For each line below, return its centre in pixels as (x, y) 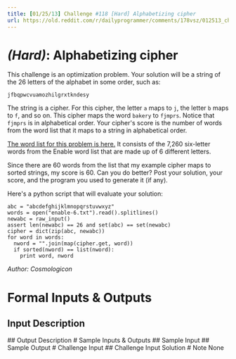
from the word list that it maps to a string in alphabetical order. (97, 130)
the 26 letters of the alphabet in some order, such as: (84, 82)
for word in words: (36, 238)
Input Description (46, 323)
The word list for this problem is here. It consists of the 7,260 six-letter (109, 144)
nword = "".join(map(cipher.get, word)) (73, 244)
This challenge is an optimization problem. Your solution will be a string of (114, 75)
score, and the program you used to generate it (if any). (88, 180)
